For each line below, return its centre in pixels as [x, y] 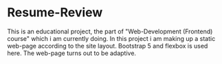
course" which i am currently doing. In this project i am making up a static [111, 38]
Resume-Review [55, 13]
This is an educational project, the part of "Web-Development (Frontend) [110, 31]
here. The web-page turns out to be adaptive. [71, 53]
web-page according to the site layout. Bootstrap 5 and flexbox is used [108, 46]
